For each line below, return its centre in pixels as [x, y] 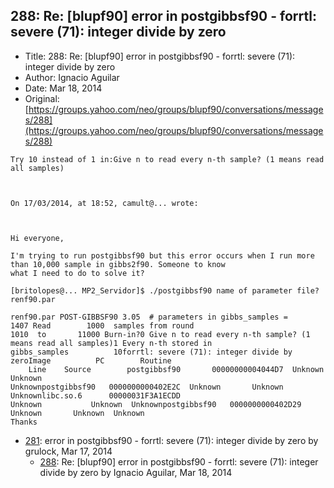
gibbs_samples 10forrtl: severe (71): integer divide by [151, 352]
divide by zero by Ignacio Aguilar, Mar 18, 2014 [136, 472]
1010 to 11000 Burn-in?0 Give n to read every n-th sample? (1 [160, 334]
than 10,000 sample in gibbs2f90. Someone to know [118, 264]
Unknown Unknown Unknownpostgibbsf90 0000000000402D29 [156, 404]
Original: [42, 98]
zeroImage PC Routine [91, 360]
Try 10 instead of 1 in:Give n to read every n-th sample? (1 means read [167, 159]
